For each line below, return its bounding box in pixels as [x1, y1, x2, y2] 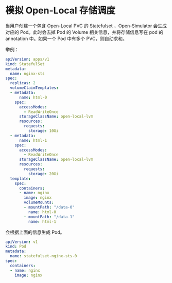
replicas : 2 [10, 81, 36, 86]
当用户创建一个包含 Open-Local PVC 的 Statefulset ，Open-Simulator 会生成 [5, 23, 167, 29]
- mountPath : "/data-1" [24, 214, 75, 219]
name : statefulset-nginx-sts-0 [10, 254, 77, 259]
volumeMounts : [24, 200, 54, 205]
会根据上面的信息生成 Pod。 [5, 229, 65, 235]
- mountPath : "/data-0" [24, 205, 75, 210]
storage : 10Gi [28, 128, 59, 134]
